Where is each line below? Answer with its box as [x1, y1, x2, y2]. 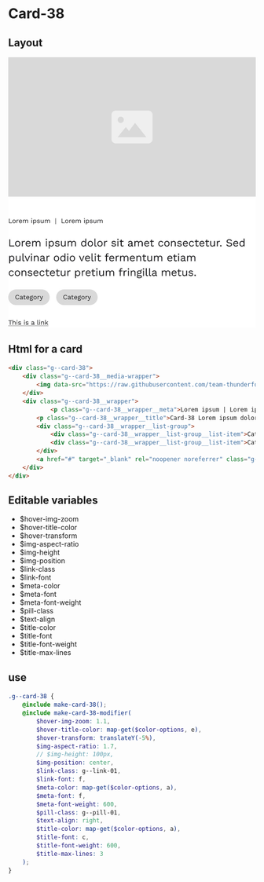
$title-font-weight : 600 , [36, 842, 122, 850]
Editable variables [8, 494, 98, 507]
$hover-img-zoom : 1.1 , [36, 717, 111, 725]
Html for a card [8, 342, 83, 356]
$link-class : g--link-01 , [36, 767, 122, 775]
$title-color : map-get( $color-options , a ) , [36, 825, 181, 833]
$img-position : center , [36, 759, 114, 767]
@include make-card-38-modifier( [22, 709, 132, 717]
